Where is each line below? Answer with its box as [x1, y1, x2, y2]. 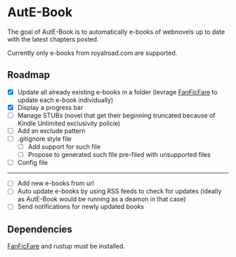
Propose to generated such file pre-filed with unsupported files [27, 151, 211, 159]
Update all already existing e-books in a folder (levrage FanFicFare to [17, 87, 218, 96]
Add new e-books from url [17, 179, 95, 187]
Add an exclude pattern [17, 126, 86, 134]
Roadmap [7, 69, 51, 81]
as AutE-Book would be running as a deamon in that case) [17, 195, 186, 203]
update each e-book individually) [17, 96, 114, 104]
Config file [17, 158, 48, 167]
